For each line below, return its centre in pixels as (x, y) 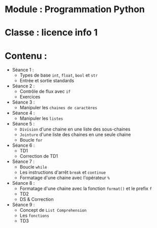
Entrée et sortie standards (47, 81)
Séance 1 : (23, 70)
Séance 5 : (23, 124)
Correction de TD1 (39, 156)
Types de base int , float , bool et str (59, 75)
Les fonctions (34, 216)
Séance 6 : (23, 145)
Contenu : (26, 56)
